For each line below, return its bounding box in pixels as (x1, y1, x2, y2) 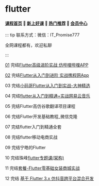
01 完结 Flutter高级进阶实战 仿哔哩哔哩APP (5, 62, 89, 68)
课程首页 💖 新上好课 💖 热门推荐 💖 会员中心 (5, 20, 88, 26)
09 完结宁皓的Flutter (5, 145, 46, 151)
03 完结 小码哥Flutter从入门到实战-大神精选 (5, 83, 91, 88)
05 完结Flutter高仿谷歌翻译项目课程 (5, 103, 76, 109)
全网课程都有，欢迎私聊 (5, 42, 52, 48)
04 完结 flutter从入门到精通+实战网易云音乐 (5, 93, 91, 99)
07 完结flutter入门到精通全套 (5, 124, 62, 130)
